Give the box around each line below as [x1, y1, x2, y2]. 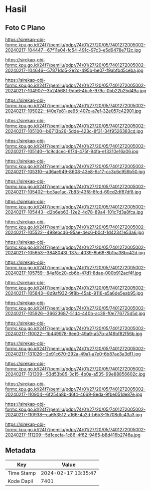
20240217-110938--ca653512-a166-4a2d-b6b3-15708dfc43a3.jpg [5, 412, 143, 417]
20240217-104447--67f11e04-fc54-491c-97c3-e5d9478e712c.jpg [5, 47, 141, 53]
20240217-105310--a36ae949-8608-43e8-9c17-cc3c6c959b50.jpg [5, 168, 146, 174]
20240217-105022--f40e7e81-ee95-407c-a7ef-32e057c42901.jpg [5, 108, 142, 114]
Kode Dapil [7, 478, 33, 485]
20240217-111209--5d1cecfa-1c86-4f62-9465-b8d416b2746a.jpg [5, 432, 141, 438]
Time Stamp [7, 470, 36, 477]
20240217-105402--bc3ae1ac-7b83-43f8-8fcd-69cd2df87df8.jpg [5, 189, 142, 195]
